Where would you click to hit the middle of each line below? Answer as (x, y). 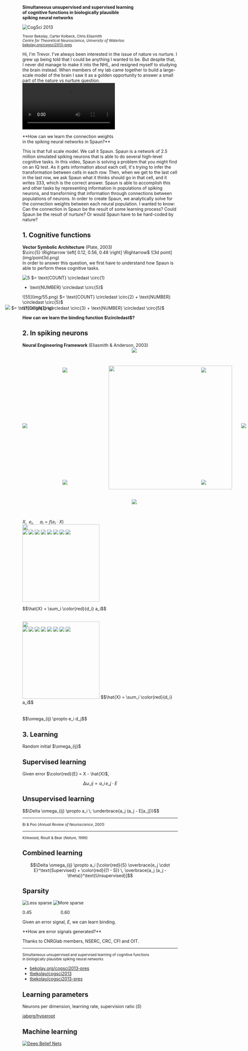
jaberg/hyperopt (39, 1016)
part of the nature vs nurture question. (61, 80)
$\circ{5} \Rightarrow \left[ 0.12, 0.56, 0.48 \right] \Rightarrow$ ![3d (91, 252)
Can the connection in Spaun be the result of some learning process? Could (99, 209)
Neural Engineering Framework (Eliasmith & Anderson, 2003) (85, 345)
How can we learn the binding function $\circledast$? (79, 317)
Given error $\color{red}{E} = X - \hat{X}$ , (66, 774)
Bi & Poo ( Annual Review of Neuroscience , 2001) (64, 824)
